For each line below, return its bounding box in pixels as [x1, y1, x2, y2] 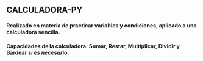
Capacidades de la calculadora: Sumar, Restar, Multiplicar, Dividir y [6, 42, 180, 49]
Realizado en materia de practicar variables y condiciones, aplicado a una [6, 21, 197, 29]
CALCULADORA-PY [6, 5, 83, 15]
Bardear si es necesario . [6, 49, 69, 56]
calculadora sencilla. [6, 28, 60, 35]
